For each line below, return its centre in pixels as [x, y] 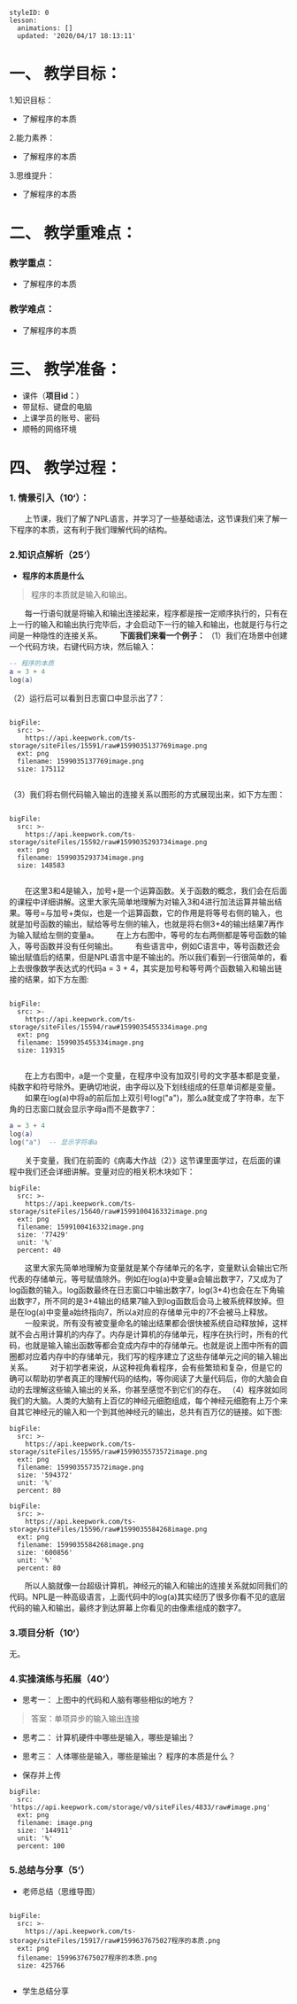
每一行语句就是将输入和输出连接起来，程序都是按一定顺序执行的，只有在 [156, 614]
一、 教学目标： [65, 74]
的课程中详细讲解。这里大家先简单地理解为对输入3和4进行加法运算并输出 [142, 902]
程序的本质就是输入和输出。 [81, 594]
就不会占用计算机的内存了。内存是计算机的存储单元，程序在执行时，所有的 [145, 1334]
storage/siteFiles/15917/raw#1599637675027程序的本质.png [115, 1940]
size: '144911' [45, 1831]
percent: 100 [41, 1846]
